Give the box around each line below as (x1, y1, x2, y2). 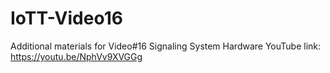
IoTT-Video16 (10, 7, 123, 30)
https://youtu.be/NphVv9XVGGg (10, 50, 143, 62)
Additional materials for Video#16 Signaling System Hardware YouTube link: (10, 40, 322, 52)
